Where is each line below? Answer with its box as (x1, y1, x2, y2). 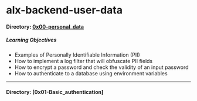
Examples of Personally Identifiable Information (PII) (14, 51, 141, 58)
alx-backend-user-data (6, 4, 123, 17)
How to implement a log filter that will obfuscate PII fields (14, 57, 153, 64)
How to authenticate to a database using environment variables (14, 69, 168, 76)
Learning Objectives (6, 36, 57, 44)
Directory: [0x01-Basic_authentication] (6, 89, 104, 96)
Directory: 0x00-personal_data (6, 23, 84, 30)
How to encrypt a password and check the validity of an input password (14, 64, 189, 71)
